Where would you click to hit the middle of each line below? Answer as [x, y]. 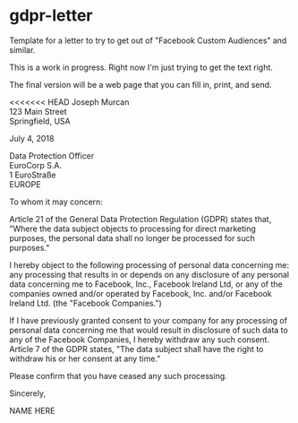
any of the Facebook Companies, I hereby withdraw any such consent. [140, 339]
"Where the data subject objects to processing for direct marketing [133, 229]
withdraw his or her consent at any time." [85, 358]
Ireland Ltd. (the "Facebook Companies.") [86, 303]
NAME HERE [32, 410]
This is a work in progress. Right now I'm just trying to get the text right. [141, 67]
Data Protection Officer [52, 155]
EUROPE [25, 184]
